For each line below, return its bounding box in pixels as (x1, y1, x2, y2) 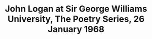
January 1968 (47, 24, 105, 35)
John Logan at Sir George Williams (4, 3, 148, 14)
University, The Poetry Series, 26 (7, 13, 145, 25)
